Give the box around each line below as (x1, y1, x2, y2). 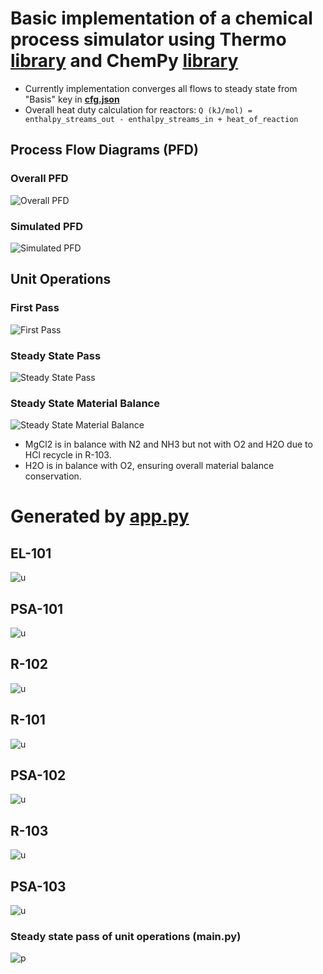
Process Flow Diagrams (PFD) (10, 142, 199, 159)
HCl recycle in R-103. (24, 449, 112, 461)
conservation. (24, 470, 82, 482)
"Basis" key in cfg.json (24, 93, 120, 105)
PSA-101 (10, 600, 64, 617)
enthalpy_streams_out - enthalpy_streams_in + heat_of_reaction (24, 114, 299, 124)
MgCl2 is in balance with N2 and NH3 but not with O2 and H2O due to (24, 438, 313, 451)
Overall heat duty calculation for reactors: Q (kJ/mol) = (24, 103, 253, 116)
